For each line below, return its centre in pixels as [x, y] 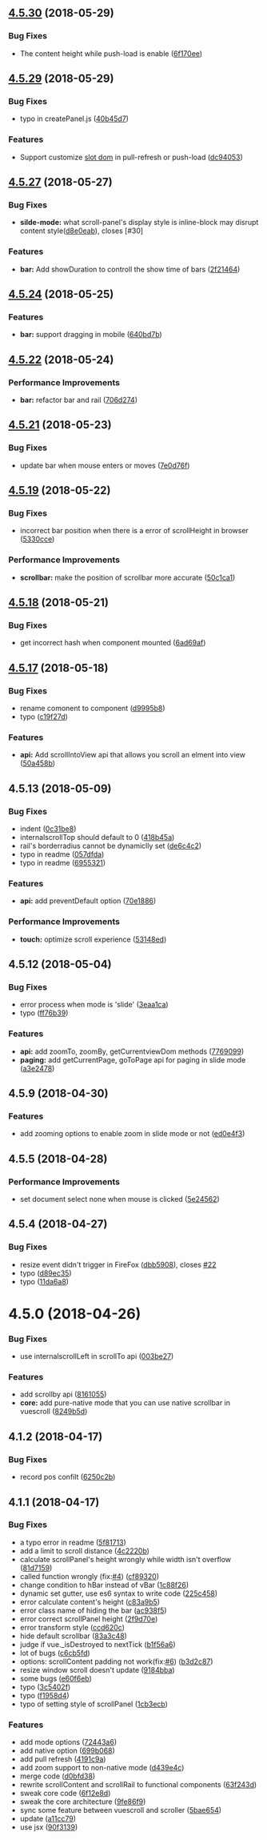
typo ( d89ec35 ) [46, 1273]
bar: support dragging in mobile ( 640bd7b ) [91, 335]
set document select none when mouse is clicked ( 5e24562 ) [120, 1199]
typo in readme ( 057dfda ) [62, 854]
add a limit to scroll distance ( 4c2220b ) [85, 1551]
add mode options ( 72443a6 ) [68, 1742]
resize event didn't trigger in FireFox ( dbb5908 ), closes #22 [118, 1264]
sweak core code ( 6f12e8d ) [65, 1794]
